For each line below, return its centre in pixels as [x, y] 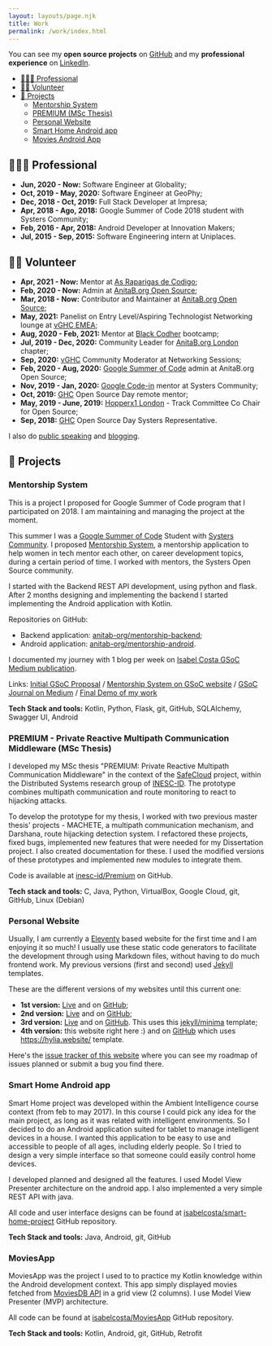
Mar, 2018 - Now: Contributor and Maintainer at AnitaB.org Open [129, 299]
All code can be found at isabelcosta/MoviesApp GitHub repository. [121, 1317]
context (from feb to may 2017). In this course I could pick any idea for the [132, 1111]
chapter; [34, 351]
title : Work [28, 24]
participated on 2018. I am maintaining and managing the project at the [127, 511]
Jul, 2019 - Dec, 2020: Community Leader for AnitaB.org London [129, 342]
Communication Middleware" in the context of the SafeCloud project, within [135, 774]
